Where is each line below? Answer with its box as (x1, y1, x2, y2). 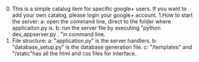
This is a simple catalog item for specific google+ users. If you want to (11, 5, 187, 12)
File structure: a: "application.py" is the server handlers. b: (11, 37, 157, 44)
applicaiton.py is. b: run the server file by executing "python (11, 24, 161, 31)
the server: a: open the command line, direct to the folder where (11, 18, 171, 25)
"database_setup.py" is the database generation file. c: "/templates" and (11, 43, 192, 51)
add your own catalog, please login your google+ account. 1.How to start (11, 11, 193, 19)
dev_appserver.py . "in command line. (11, 31, 106, 38)
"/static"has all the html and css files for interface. (11, 50, 137, 57)
